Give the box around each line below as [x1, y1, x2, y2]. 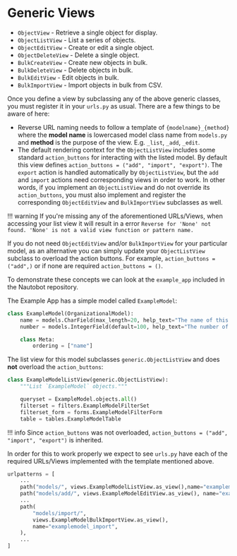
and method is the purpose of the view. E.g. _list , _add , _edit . [17, 138, 200, 146]
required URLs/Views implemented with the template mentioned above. [7, 457, 214, 465]
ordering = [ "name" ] [32, 342, 93, 350]
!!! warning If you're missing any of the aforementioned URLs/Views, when [7, 212, 224, 220]
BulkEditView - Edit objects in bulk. [17, 73, 119, 82]
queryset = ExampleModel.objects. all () [20, 396, 138, 403]
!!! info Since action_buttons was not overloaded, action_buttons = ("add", [7, 428, 228, 437]
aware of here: [7, 109, 50, 118]
